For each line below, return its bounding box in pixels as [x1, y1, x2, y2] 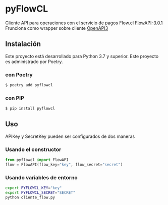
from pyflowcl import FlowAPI [5, 158, 69, 163]
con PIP [5, 94, 24, 101]
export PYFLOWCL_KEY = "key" [5, 185, 62, 191]
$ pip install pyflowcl [5, 106, 55, 111]
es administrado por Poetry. [5, 59, 63, 65]
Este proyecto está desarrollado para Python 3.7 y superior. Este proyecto [5, 53, 159, 59]
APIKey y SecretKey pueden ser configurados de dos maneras [5, 133, 135, 139]
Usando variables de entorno [5, 174, 78, 181]
